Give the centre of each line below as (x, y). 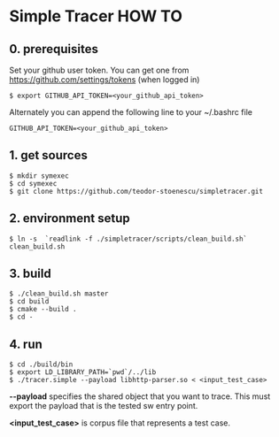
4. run (26, 344)
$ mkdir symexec (39, 176)
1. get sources (49, 155)
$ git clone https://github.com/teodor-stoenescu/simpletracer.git (136, 191)
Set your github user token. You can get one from (99, 70)
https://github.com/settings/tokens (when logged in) (105, 80)
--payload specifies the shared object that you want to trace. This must (140, 396)
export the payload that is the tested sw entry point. (104, 406)
